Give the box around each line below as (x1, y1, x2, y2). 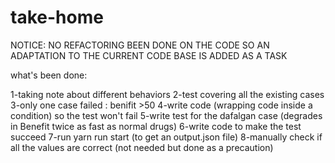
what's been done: (10, 69, 88, 81)
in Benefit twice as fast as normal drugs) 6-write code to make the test (10, 120, 302, 132)
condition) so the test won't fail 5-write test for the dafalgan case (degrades (10, 109, 323, 121)
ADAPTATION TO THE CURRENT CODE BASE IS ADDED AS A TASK (10, 49, 288, 61)
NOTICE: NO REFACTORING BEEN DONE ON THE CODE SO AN (10, 39, 270, 51)
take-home (10, 6, 104, 29)
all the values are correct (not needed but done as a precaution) (10, 141, 274, 153)
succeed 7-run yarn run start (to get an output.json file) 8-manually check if (10, 131, 323, 143)
